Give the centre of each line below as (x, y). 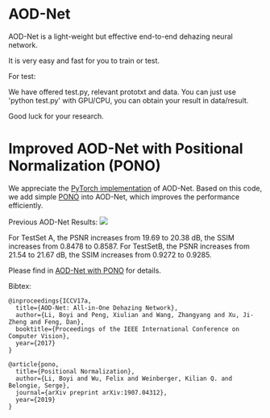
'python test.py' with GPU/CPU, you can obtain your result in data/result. (129, 100)
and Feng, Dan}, (57, 322)
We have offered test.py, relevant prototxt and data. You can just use (122, 92)
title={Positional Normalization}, (75, 371)
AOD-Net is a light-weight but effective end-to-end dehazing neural (121, 36)
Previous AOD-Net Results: (53, 222)
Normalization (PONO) (85, 166)
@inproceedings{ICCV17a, (50, 301)
